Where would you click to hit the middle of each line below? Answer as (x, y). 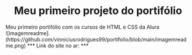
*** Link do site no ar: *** (58, 46)
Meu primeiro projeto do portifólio (98, 11)
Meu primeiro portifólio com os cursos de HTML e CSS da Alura (82, 27)
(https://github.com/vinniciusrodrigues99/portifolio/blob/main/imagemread (96, 39)
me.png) (16, 46)
